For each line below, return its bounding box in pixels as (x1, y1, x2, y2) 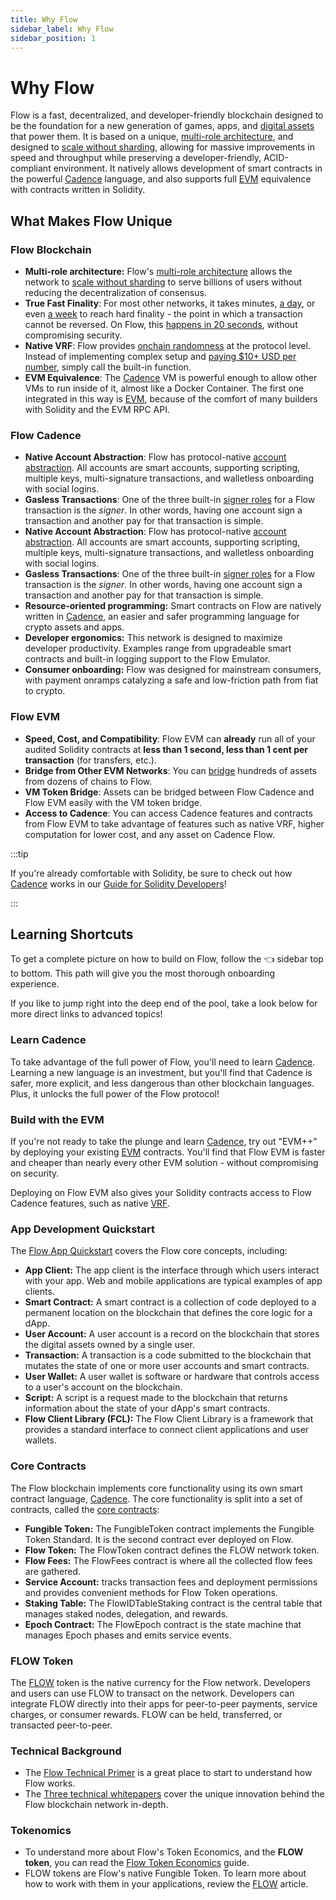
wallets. (24, 1434, 57, 1446)
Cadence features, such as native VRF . (10, 1197, 170, 1209)
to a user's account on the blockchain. (24, 1381, 183, 1393)
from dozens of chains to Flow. (24, 775, 153, 787)
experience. (10, 978, 60, 990)
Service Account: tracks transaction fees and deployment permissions (24, 1576, 318, 1588)
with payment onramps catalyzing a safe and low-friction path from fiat (24, 674, 319, 686)
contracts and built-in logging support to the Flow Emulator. (24, 653, 271, 665)
